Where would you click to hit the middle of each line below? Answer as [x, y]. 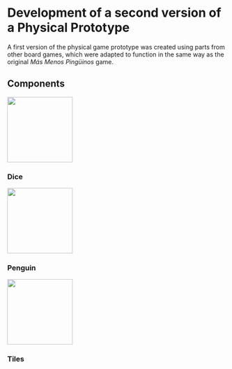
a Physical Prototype [69, 28]
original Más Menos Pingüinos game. [60, 61]
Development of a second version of [114, 13]
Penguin [22, 268]
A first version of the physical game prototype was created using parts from [116, 47]
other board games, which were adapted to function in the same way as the [116, 54]
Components [36, 84]
